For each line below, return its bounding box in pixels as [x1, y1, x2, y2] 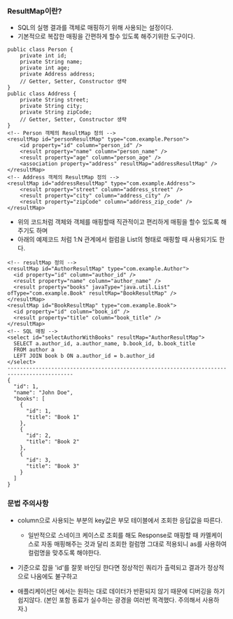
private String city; [20, 103, 83, 110]
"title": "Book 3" [25, 463, 80, 470]
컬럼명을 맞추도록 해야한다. [27, 548, 101, 557]
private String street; [20, 97, 90, 104]
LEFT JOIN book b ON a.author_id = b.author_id [13, 352, 155, 360]
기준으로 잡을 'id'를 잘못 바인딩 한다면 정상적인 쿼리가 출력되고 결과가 [17, 563, 206, 571]
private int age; [20, 64, 71, 71]
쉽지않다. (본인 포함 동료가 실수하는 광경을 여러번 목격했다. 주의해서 [17, 595, 201, 604]
